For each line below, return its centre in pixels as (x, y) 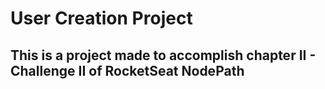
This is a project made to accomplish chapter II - (163, 55)
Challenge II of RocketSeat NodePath (127, 70)
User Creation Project (101, 18)
